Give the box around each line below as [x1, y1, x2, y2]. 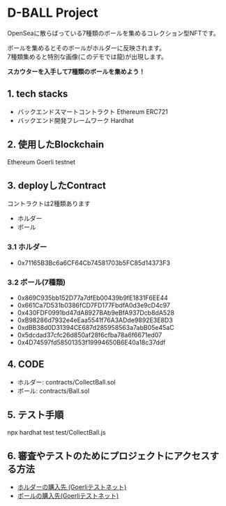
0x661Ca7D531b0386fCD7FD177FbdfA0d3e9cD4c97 [17, 301, 171, 309]
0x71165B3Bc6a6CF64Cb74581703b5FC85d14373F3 [17, 259, 171, 267]
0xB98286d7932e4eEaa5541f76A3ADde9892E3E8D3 [17, 316, 173, 324]
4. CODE [7, 359, 45, 370]
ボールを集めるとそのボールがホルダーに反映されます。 [7, 43, 166, 52]
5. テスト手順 [7, 409, 64, 421]
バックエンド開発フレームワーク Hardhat [17, 116, 134, 124]
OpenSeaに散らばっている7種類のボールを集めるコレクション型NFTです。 [7, 29, 220, 37]
